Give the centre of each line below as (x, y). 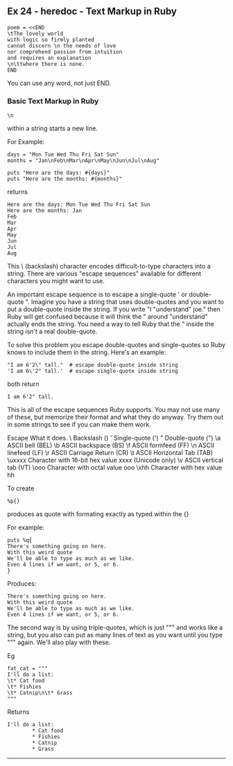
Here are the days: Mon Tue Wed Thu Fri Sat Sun (79, 205)
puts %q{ (20, 541)
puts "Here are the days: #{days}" (59, 173)
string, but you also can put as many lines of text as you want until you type (115, 635)
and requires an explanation (49, 58)
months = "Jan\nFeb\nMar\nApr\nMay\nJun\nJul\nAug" (83, 161)
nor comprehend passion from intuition (65, 51)
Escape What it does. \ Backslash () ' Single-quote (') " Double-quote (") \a (114, 438)
